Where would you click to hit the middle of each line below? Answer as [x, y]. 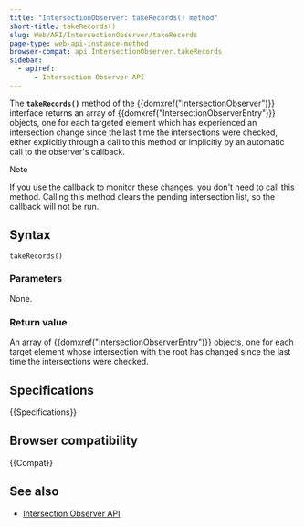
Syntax [30, 235]
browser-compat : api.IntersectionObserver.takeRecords [116, 52]
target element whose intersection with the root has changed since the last [150, 352]
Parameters [36, 279]
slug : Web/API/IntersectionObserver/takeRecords [104, 35]
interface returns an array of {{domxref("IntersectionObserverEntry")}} [142, 113]
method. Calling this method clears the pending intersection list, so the [142, 196]
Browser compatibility [74, 441]
